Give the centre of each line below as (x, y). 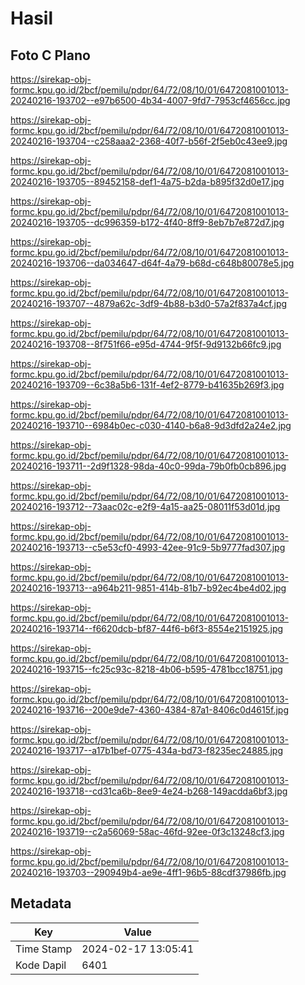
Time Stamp (44, 949)
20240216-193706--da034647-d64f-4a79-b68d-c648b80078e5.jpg (152, 263)
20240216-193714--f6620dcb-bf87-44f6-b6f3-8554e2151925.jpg (147, 628)
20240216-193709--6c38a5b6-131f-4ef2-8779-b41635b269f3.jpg (147, 385)
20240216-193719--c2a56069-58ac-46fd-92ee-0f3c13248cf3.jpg (147, 831)
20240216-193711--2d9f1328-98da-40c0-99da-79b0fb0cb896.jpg (148, 466)
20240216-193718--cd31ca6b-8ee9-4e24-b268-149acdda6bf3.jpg (149, 791)
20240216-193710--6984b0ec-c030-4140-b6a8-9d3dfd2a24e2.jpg (151, 425)
